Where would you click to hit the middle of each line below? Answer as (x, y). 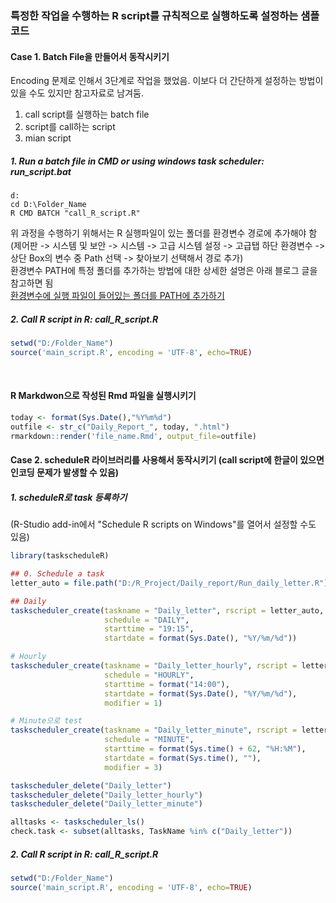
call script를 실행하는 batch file (87, 114)
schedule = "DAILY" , (147, 620)
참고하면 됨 (32, 283)
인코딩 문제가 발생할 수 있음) (65, 473)
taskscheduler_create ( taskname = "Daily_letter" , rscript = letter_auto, (167, 610)
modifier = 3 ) (133, 767)
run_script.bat (41, 171)
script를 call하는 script (70, 127)
